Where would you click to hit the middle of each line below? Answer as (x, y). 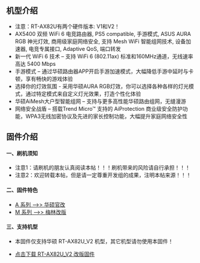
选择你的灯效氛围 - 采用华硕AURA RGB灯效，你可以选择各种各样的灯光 (102, 86)
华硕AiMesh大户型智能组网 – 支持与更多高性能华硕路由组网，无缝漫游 (101, 101)
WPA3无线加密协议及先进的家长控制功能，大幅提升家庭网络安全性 (106, 116)
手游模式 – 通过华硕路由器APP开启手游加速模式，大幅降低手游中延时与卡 (104, 71)
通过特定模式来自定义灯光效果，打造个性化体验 (83, 93)
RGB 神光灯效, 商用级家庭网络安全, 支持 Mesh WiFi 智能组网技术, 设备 (100, 41)
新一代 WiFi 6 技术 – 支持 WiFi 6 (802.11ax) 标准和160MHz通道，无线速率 (104, 56)
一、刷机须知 (22, 153)
